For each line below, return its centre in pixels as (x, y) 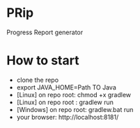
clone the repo (38, 80)
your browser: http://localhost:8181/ (68, 117)
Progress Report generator (45, 32)
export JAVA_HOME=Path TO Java (66, 87)
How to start (43, 61)
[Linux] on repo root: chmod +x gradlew (74, 94)
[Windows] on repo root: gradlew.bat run (75, 109)
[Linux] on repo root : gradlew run (65, 102)
